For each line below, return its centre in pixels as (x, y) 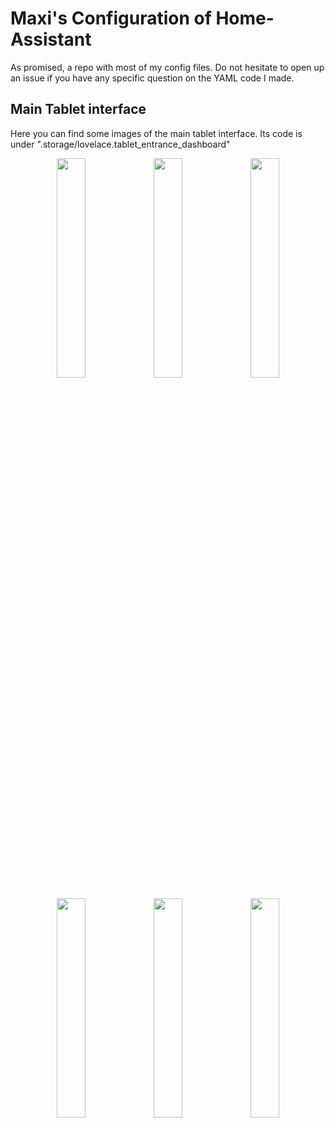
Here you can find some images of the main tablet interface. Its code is (156, 133)
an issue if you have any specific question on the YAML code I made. (152, 78)
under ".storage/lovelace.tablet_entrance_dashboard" (120, 144)
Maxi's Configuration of (111, 18)
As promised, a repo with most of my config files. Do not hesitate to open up (167, 67)
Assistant (51, 39)
